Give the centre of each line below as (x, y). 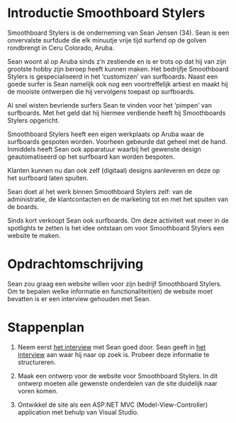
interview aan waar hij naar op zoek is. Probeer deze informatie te (113, 354)
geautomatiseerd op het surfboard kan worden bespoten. (91, 157)
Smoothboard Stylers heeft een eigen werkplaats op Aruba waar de (106, 134)
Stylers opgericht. (34, 120)
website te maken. (34, 235)
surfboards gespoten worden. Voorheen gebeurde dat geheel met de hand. (117, 141)
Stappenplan (46, 328)
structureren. (36, 362)
